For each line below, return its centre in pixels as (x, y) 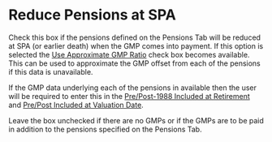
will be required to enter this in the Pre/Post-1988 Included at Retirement (129, 96)
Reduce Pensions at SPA (92, 15)
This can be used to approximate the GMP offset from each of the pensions (135, 63)
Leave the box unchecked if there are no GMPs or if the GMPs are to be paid (136, 120)
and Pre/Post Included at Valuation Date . (76, 105)
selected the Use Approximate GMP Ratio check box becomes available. (129, 54)
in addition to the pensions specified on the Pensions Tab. (105, 129)
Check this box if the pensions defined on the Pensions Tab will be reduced (135, 37)
